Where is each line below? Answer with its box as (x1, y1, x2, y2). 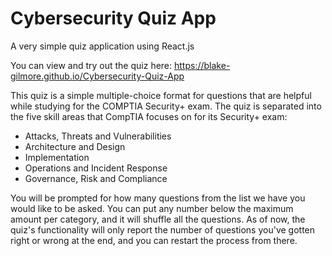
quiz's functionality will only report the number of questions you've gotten (10, 223, 316, 236)
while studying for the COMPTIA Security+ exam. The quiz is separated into (10, 100, 322, 112)
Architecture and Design (24, 140, 126, 152)
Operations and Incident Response (24, 162, 168, 174)
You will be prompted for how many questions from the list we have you (10, 192, 306, 204)
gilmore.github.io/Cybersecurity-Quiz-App (10, 70, 185, 82)
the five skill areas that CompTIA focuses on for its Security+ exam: (10, 110, 288, 122)
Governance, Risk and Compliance (24, 172, 168, 184)
